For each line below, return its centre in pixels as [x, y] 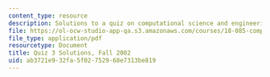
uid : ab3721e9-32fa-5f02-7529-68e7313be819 [82, 61]
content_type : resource [48, 16]
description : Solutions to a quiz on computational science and [118, 23]
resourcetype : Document [48, 46]
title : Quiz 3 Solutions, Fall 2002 [70, 53]
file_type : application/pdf [55, 38]
